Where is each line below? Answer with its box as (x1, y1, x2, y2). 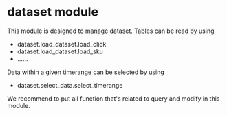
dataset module (7, 4, 98, 20)
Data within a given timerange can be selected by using (7, 68, 165, 76)
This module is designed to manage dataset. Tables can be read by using (7, 27, 215, 35)
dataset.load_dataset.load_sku (17, 47, 103, 55)
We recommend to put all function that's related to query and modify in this (7, 94, 220, 103)
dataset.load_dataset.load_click (17, 40, 107, 48)
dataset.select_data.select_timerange (17, 81, 123, 89)
